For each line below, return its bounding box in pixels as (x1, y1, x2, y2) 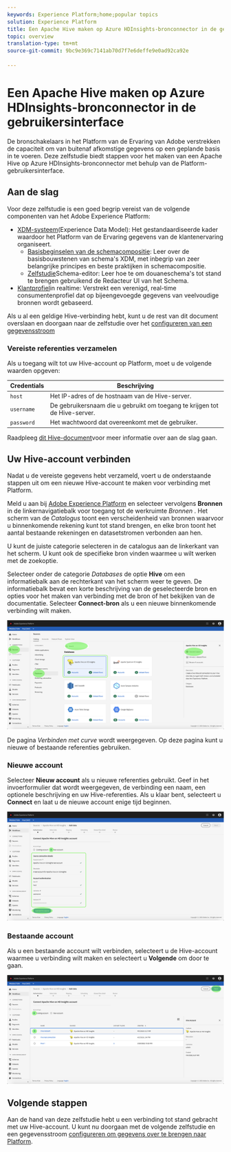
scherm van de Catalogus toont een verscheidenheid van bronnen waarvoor (7, 514, 224, 522)
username (10, 406, 36, 413)
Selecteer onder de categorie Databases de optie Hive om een (7, 570, 186, 578)
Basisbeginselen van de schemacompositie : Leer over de (27, 247, 190, 255)
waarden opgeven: (7, 366, 60, 374)
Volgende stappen (7, 1097, 88, 1109)
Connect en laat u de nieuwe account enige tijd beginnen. (7, 798, 172, 807)
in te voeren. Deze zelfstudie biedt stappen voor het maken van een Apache (7, 151, 223, 160)
